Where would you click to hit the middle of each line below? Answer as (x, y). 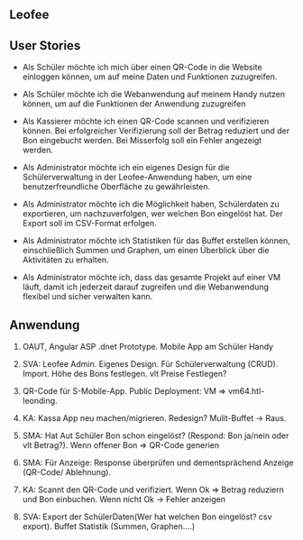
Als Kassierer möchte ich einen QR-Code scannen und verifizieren (146, 122)
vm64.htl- (247, 391)
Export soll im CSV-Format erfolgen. (90, 224)
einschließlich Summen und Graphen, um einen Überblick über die (146, 251)
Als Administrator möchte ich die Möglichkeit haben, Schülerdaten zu (151, 204)
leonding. (40, 401)
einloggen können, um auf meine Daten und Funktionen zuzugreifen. (150, 77)
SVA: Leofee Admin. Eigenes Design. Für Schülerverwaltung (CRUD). (150, 364)
